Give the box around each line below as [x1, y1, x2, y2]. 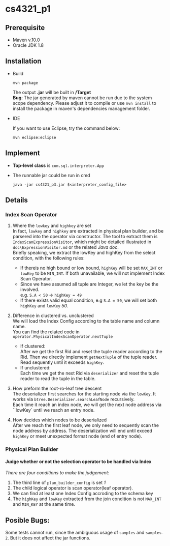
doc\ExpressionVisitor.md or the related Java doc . [12, 244, 119, 250]
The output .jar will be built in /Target [12, 89, 91, 95]
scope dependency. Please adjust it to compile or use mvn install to [12, 100, 156, 106]
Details [5, 196, 28, 205]
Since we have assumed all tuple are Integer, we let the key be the [20, 281, 159, 288]
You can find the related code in [12, 329, 80, 335]
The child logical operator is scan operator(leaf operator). [12, 485, 133, 491]
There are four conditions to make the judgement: [5, 470, 110, 476]
